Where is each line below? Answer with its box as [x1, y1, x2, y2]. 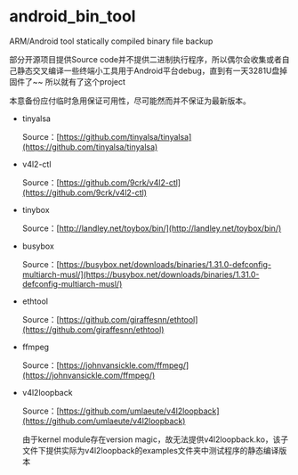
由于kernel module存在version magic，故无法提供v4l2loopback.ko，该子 [21, 434, 289, 445]
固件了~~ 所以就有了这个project [9, 76, 126, 86]
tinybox [21, 204, 51, 215]
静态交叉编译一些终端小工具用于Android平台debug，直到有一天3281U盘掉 [16, 65, 288, 76]
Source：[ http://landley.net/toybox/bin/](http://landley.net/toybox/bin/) [21, 223, 282, 233]
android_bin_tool [9, 6, 136, 27]
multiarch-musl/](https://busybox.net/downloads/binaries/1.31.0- [21, 269, 260, 280]
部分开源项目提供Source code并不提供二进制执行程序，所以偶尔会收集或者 [9, 53, 282, 64]
